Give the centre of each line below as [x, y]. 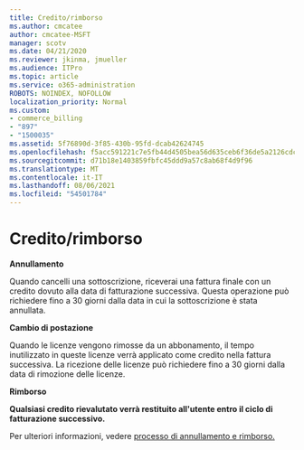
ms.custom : [30, 110]
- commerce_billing [46, 118]
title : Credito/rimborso [56, 18]
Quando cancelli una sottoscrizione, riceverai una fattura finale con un [140, 281]
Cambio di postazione [51, 327]
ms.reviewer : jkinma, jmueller [68, 60]
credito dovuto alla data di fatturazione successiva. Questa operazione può [149, 291]
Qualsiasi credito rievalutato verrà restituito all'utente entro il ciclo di [141, 408]
